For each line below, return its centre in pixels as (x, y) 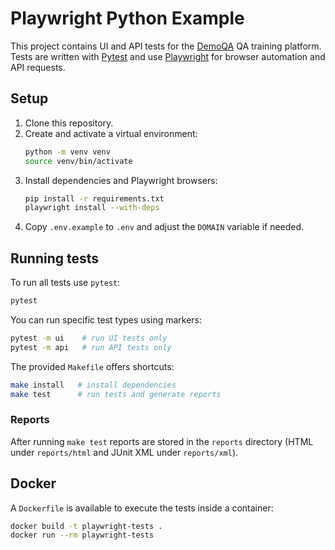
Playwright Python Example (127, 18)
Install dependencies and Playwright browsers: (121, 180)
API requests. (38, 67)
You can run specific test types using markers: (106, 319)
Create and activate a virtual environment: (111, 133)
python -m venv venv (67, 152)
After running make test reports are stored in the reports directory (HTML (162, 441)
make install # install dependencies (93, 385)
